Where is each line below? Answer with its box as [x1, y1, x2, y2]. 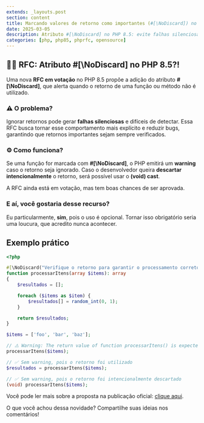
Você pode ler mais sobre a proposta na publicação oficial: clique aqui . [6, 393, 184, 400]
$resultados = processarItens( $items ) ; [6, 365, 107, 371]
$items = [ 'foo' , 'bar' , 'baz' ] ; [6, 332, 91, 338]
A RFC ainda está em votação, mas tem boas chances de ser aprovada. [6, 184, 185, 192]
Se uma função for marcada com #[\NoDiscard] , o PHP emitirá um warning [6, 159, 196, 167]
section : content [6, 15, 50, 21]
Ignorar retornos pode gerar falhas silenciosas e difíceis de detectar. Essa [6, 118, 193, 125]
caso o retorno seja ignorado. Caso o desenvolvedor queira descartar [6, 166, 182, 173]
